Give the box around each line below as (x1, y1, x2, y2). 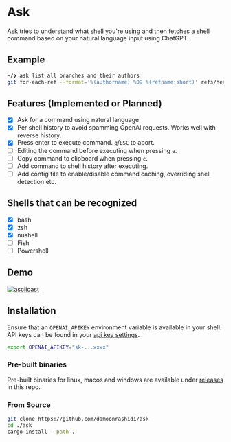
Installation (7, 305, 56, 316)
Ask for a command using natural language (16, 116, 140, 124)
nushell (16, 231, 38, 239)
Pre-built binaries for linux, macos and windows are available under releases (7, 375, 223, 384)
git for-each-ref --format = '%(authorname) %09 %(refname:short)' (7, 78, 198, 86)
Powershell (16, 246, 49, 255)
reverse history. (16, 131, 62, 139)
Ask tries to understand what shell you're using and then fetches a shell (7, 27, 210, 35)
